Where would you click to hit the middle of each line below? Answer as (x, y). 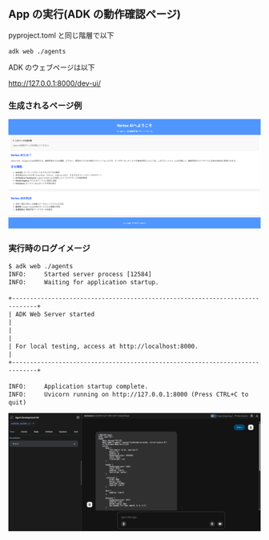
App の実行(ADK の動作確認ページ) (95, 14)
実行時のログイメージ (49, 248)
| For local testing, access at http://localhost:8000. (103, 347)
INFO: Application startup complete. (78, 387)
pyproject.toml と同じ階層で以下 (61, 35)
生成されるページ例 (45, 105)
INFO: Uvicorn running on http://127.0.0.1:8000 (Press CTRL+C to (128, 395)
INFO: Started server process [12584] (80, 275)
